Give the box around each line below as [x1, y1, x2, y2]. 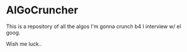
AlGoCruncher [6, 4, 78, 17]
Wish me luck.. [6, 40, 42, 47]
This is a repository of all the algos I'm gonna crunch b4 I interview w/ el [6, 23, 181, 30]
